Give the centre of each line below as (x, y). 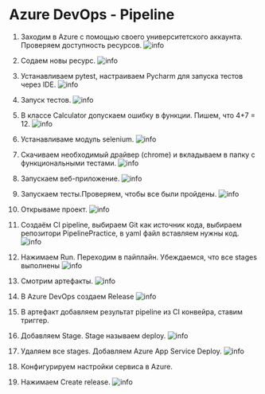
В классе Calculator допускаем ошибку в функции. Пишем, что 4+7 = (138, 115)
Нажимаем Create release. (65, 382)
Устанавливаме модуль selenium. (77, 139)
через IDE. (38, 84)
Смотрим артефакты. (57, 281)
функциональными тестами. (68, 163)
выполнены (40, 265)
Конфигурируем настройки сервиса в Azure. (97, 366)
